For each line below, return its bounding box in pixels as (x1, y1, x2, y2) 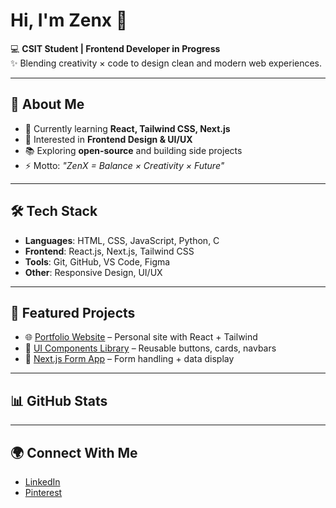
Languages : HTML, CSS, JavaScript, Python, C (24, 234, 220, 246)
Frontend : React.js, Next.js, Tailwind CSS (24, 245, 195, 257)
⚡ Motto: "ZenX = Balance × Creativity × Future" (24, 159, 225, 171)
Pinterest (24, 487, 63, 498)
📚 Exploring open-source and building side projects (24, 144, 243, 156)
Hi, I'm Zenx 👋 (10, 9, 128, 32)
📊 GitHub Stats (10, 392, 108, 409)
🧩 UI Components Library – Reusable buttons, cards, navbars (24, 342, 277, 354)
